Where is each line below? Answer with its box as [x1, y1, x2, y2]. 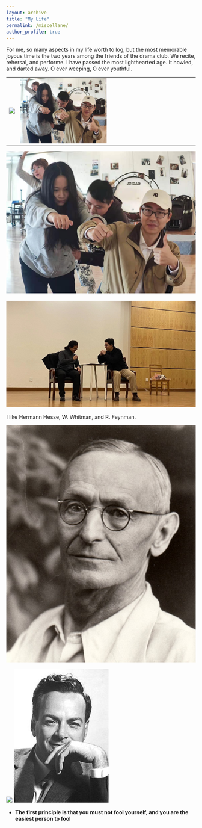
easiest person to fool [14, 815, 71, 823]
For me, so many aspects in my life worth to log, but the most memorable [6, 46, 188, 54]
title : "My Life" [6, 16, 50, 22]
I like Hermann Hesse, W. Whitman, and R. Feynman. [6, 413, 136, 421]
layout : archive [6, 10, 47, 16]
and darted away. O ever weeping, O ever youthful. [6, 65, 133, 72]
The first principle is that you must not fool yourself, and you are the [14, 809, 189, 816]
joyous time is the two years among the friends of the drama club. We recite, [6, 52, 196, 60]
